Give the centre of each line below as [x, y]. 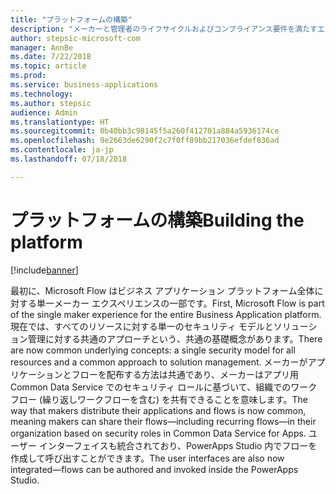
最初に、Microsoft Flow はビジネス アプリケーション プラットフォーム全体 [162, 290]
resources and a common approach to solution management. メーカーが [159, 362]
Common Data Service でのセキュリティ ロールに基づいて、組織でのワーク [164, 387]
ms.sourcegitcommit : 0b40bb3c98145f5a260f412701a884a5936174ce [145, 131]
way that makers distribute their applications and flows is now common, [158, 410]
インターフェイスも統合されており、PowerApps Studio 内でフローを [178, 445]
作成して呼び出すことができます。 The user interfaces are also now [147, 458]
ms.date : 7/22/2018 [51, 57]
